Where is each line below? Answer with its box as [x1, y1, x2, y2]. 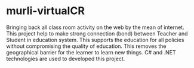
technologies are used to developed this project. [6, 55, 125, 62]
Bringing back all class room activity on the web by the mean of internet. [6, 24, 184, 31]
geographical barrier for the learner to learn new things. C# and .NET [6, 48, 176, 56]
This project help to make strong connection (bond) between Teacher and [6, 30, 188, 37]
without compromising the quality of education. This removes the [6, 43, 167, 50]
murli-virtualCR [6, 4, 85, 18]
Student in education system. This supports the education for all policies [6, 36, 184, 43]
